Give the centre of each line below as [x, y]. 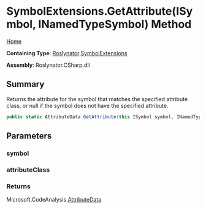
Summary [25, 84]
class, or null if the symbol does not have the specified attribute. [87, 105]
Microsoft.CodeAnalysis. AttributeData [54, 200]
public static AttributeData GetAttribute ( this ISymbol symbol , [90, 117]
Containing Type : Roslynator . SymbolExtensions [67, 53]
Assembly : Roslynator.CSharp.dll [48, 65]
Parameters [29, 136]
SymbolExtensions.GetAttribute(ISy [100, 11]
